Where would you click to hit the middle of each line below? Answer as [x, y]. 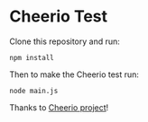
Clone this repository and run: [65, 41]
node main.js [34, 91]
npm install [32, 57]
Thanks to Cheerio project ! [59, 107]
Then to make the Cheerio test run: [74, 74]
